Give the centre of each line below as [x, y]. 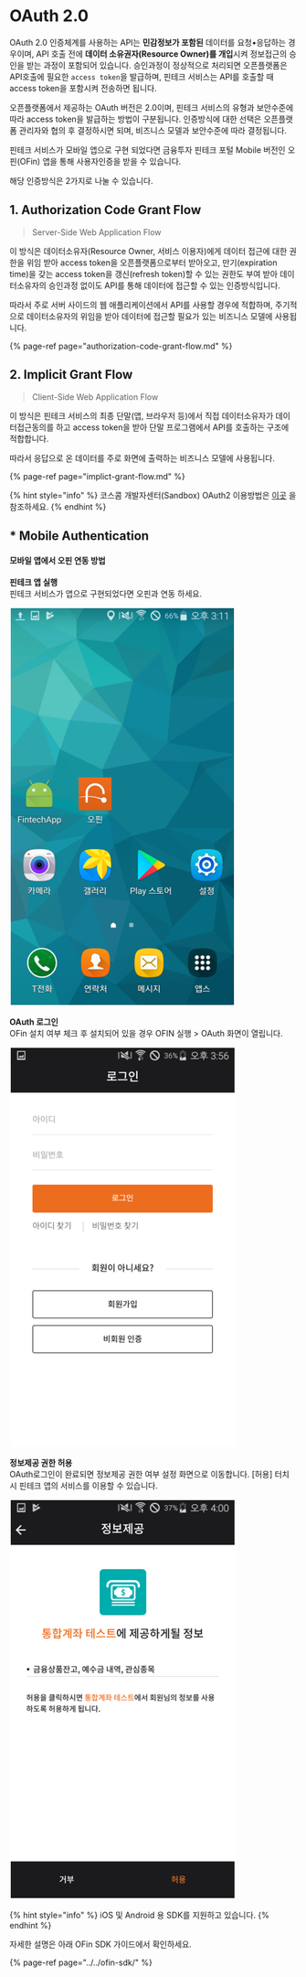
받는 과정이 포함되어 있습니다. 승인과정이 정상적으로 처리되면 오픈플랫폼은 [157, 65]
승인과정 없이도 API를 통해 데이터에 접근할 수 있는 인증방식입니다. [164, 285]
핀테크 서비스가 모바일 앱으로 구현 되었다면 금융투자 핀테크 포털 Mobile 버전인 [148, 150]
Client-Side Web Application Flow [95, 397]
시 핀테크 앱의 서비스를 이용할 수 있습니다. [84, 1486]
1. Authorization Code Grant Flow [106, 210]
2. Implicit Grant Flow [71, 375]
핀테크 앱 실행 [33, 583]
